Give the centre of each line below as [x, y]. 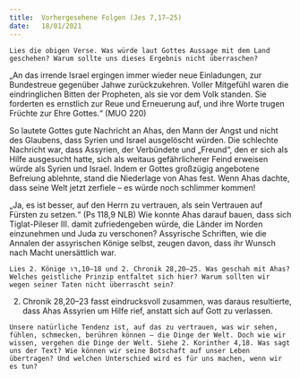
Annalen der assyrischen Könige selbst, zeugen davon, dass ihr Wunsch [142, 243]
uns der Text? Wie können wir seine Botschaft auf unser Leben [130, 350]
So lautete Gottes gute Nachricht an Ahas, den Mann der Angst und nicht [144, 130]
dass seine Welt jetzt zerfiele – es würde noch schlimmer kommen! [133, 187]
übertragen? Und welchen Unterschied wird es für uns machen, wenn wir [146, 358]
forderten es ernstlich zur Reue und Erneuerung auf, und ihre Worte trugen [147, 103]
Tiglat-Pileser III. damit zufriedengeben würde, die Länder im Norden [136, 224]
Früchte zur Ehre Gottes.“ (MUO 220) [78, 113]
